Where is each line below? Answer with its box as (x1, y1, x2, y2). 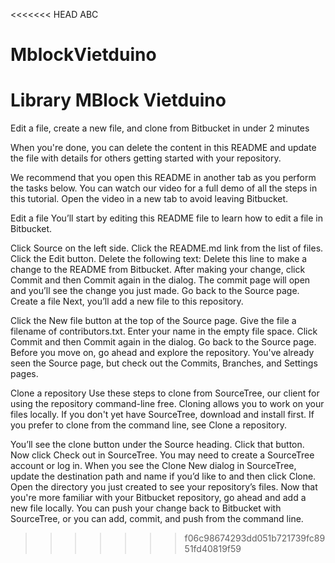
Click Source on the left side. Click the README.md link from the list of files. (10, 242, 324, 254)
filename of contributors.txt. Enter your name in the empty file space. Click (10, 325, 318, 338)
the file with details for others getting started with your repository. (10, 152, 282, 164)
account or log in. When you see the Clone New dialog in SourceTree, (10, 460, 297, 472)
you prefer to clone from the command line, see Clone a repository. (10, 419, 287, 431)
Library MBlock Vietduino (10, 89, 227, 112)
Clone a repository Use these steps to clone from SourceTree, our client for (10, 387, 320, 399)
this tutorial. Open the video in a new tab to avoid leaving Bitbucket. (10, 193, 289, 205)
